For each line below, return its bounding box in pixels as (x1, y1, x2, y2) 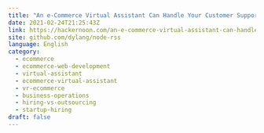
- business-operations (15, 92, 90, 99)
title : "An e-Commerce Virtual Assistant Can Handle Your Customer (8, 11, 234, 20)
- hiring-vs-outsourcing (15, 99, 97, 106)
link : (8, 26, 26, 34)
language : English (8, 41, 68, 49)
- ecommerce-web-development (15, 63, 111, 70)
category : (8, 48, 41, 56)
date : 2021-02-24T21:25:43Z (8, 19, 101, 27)
